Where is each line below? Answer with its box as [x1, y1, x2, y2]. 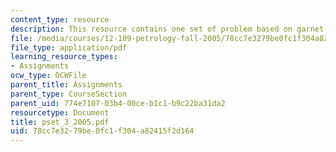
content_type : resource [10, 14, 110, 25]
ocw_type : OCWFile [10, 71, 87, 81]
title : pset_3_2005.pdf [10, 117, 110, 127]
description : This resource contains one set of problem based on [10, 24, 293, 34]
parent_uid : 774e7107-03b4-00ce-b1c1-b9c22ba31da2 [10, 98, 226, 108]
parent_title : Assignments [10, 80, 123, 90]
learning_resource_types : [10, 52, 118, 62]
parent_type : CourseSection [10, 89, 128, 99]
